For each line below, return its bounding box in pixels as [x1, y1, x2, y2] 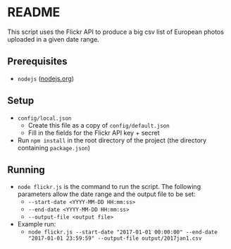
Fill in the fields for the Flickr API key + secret [27, 128, 160, 137]
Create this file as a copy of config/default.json [27, 121, 170, 129]
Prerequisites [7, 56, 68, 68]
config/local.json [17, 114, 72, 122]
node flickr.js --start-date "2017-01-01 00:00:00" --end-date [27, 229, 218, 236]
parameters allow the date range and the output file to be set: [17, 190, 196, 198]
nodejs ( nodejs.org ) [17, 74, 75, 83]
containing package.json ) [17, 143, 90, 152]
